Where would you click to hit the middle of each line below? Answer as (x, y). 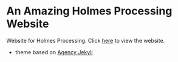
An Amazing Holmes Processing (89, 11)
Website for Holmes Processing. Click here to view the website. (86, 40)
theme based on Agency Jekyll (54, 52)
